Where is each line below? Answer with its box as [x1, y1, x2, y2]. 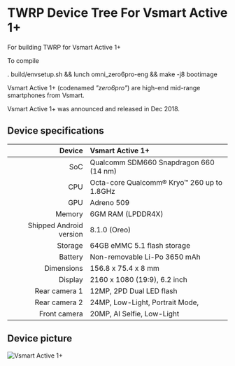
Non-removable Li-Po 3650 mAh [90, 252, 201, 262]
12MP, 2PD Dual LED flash [90, 286, 178, 295]
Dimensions [44, 263, 83, 273]
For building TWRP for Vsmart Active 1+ [7, 43, 121, 51]
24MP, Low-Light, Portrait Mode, [90, 297, 199, 307]
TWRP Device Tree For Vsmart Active [7, 5, 228, 21]
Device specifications [7, 125, 105, 137]
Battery [59, 252, 83, 262]
